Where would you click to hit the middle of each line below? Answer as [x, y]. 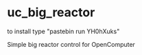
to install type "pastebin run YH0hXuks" [63, 31]
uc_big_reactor [51, 13]
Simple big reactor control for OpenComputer [71, 44]
